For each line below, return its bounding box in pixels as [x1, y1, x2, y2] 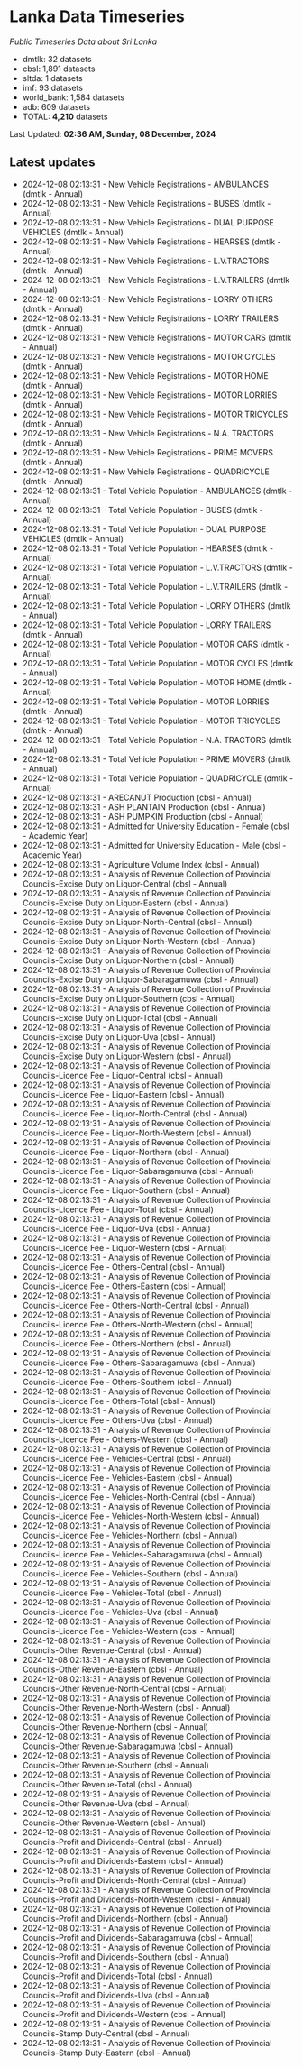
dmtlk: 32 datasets [22, 53, 92, 64]
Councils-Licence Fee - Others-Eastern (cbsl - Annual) [22, 1281, 227, 1291]
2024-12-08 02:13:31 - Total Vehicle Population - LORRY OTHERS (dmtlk [22, 600, 291, 611]
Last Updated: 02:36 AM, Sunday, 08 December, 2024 [9, 128, 216, 139]
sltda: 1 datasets [22, 72, 83, 83]
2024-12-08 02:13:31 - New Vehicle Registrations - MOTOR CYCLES [22, 351, 277, 362]
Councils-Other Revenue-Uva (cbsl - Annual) [22, 1797, 190, 1809]
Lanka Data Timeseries [9, 6, 185, 27]
